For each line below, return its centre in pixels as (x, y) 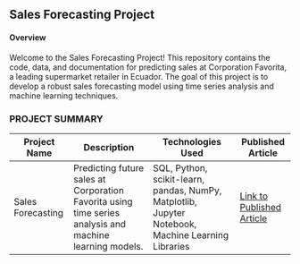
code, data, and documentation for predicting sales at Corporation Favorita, (148, 67)
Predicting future (108, 167)
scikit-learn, (179, 179)
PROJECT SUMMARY (56, 118)
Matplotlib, (175, 201)
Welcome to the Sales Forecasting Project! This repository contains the (140, 57)
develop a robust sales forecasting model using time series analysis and (142, 86)
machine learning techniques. (64, 95)
